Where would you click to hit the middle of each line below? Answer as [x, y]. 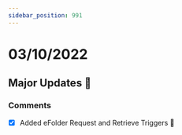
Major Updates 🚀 [50, 83]
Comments [30, 105]
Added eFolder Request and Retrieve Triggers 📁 [97, 122]
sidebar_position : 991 [45, 15]
